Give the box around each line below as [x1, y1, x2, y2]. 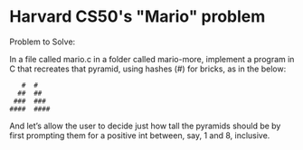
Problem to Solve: [9, 36, 76, 47]
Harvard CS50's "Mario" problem [9, 6, 266, 27]
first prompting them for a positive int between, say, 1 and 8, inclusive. [9, 129, 270, 141]
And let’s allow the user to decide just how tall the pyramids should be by [9, 120, 281, 131]
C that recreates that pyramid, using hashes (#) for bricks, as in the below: [9, 63, 287, 74]
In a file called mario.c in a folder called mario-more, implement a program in [9, 53, 295, 64]
